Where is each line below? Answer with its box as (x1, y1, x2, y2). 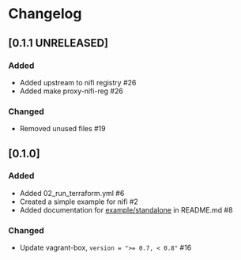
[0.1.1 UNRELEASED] (8, 36, 109, 50)
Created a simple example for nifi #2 (19, 197, 138, 206)
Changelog (8, 5, 82, 23)
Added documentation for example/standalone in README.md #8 (19, 205, 233, 214)
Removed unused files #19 (19, 124, 106, 134)
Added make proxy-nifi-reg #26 (19, 86, 124, 96)
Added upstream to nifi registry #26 (19, 77, 137, 87)
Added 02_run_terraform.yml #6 (19, 188, 125, 198)
